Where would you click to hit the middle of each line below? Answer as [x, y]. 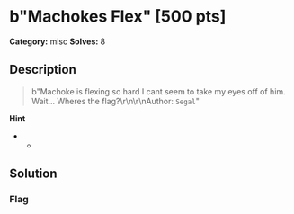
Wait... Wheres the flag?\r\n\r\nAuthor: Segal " [115, 101]
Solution [33, 174]
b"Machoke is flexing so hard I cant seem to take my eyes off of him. [158, 91]
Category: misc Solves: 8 [58, 41]
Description [43, 70]
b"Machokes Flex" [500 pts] [118, 17]
